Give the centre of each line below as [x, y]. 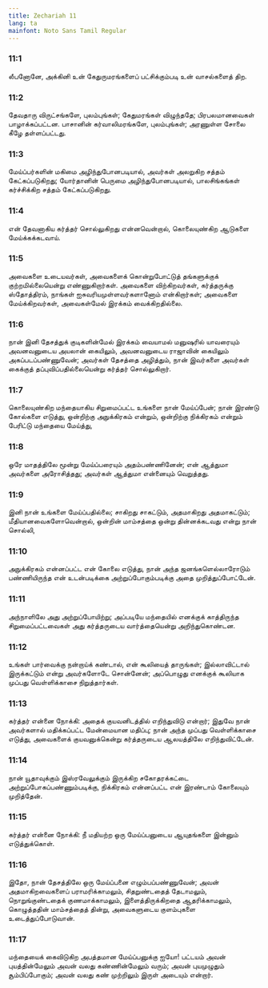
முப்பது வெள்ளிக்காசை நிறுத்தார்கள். [64, 682]
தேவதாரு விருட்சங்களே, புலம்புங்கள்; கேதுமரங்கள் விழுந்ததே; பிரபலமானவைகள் [131, 115]
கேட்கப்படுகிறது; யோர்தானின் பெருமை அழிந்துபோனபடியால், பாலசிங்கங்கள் [124, 180]
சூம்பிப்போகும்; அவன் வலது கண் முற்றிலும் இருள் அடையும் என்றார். [111, 975]
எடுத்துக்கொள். [32, 843]
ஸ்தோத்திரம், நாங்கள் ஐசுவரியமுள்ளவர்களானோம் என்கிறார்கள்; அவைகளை [123, 294]
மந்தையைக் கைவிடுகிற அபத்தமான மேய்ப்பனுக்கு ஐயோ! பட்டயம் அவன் [117, 957]
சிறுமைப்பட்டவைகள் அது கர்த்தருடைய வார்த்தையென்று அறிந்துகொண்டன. [122, 625]
